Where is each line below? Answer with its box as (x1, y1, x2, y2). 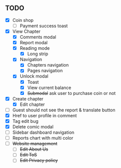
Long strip (27, 51, 48, 57)
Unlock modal (19, 73, 49, 79)
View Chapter (12, 28, 41, 34)
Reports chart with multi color (12, 135, 74, 141)
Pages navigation (27, 68, 63, 74)
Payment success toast (19, 22, 68, 29)
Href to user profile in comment (12, 112, 77, 118)
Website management (12, 141, 58, 147)
